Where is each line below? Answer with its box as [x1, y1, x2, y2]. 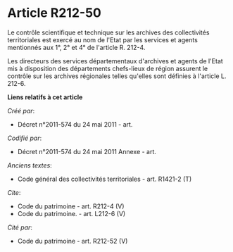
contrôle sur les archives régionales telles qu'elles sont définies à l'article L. [7, 72, 227, 80]
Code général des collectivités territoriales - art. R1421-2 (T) [17, 175, 192, 183]
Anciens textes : [7, 160, 53, 170]
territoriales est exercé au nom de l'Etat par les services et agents [7, 35, 199, 44]
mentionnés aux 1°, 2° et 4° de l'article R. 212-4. [7, 43, 146, 51]
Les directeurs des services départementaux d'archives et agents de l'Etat [7, 56, 223, 65]
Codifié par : [7, 134, 42, 142]
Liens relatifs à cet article [7, 93, 83, 101]
